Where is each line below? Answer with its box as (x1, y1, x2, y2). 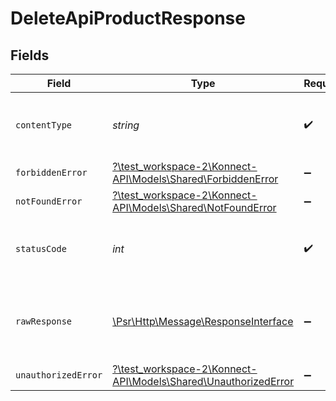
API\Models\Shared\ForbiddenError (112, 172, 279, 186)
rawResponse (15, 316, 73, 327)
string (112, 118, 140, 132)
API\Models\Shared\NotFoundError (112, 201, 277, 214)
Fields (10, 47, 50, 64)
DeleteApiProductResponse (10, 7, 246, 30)
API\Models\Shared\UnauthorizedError (112, 375, 295, 388)
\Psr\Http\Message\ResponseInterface (112, 315, 294, 328)
